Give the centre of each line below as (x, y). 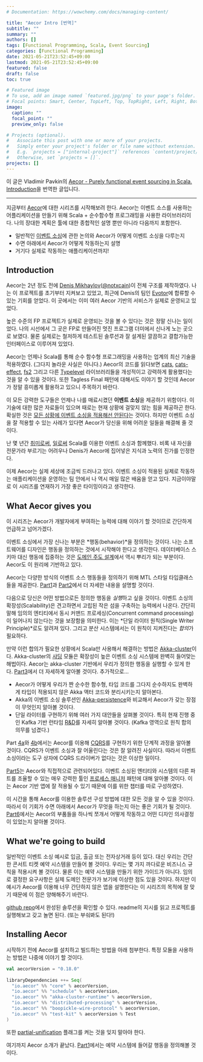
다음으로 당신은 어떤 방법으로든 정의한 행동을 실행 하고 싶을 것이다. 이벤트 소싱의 (100, 598)
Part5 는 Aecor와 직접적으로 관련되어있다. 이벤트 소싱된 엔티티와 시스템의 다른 (98, 771)
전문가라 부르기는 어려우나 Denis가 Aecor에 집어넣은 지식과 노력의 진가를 (93, 451)
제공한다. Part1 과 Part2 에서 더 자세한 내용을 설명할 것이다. (85, 585)
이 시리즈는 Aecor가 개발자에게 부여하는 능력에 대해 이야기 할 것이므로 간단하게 (99, 521)
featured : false (27, 68)
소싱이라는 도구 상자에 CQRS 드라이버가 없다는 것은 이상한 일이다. (84, 758)
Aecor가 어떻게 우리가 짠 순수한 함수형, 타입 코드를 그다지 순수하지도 (96, 685)
